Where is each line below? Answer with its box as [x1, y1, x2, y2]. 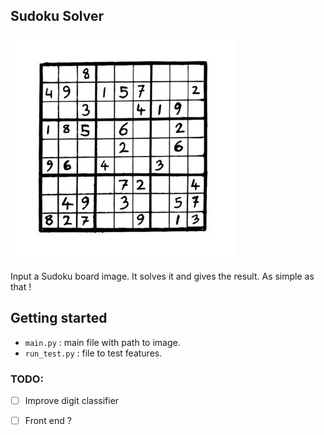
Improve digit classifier [24, 394, 120, 406]
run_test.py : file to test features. [24, 347, 163, 359]
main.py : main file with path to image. [24, 336, 181, 348]
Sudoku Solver [10, 8, 104, 25]
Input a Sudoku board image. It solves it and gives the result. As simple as [10, 270, 315, 282]
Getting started [10, 310, 108, 327]
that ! [10, 280, 32, 293]
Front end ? [24, 414, 72, 426]
